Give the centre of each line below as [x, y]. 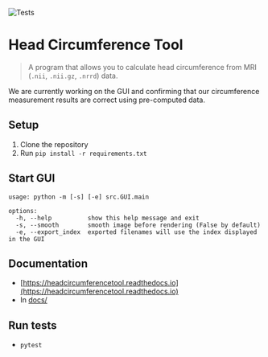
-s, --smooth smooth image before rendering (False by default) [138, 225]
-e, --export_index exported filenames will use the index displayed [136, 232]
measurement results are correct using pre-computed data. [107, 100]
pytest [31, 346]
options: [23, 211]
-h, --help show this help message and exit [107, 218]
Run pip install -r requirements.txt [83, 153]
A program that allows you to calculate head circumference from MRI [142, 67]
